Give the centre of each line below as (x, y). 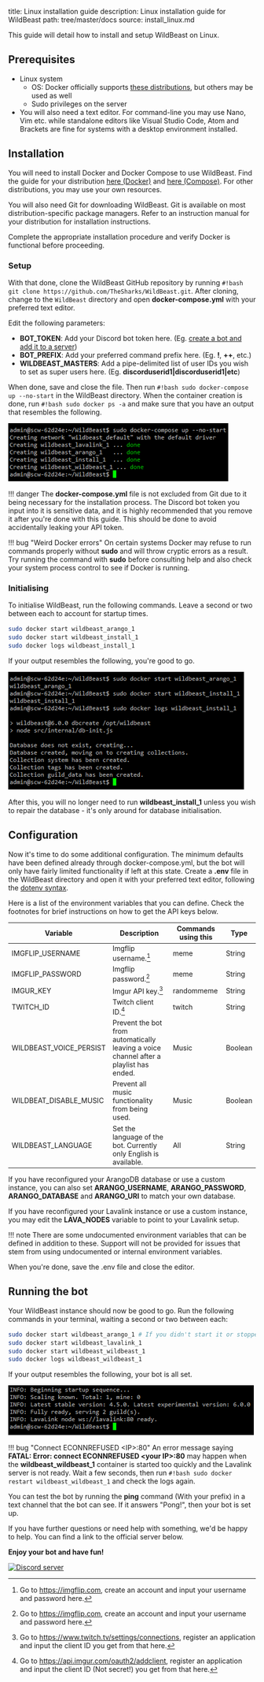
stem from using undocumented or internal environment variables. (115, 1252)
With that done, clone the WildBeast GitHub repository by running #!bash (126, 282)
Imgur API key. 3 (138, 990)
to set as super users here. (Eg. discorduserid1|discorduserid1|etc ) (130, 371)
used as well (51, 95)
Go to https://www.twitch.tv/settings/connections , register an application (137, 1637)
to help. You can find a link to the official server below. (96, 1537)
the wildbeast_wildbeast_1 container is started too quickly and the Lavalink (130, 1465)
